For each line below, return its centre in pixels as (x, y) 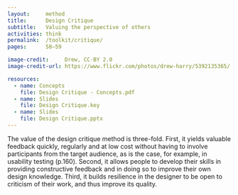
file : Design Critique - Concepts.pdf (77, 92)
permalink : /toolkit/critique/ (55, 40)
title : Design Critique (50, 21)
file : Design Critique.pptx (61, 119)
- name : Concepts (39, 86)
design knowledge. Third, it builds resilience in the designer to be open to (115, 176)
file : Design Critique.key (60, 106)
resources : (23, 79)
